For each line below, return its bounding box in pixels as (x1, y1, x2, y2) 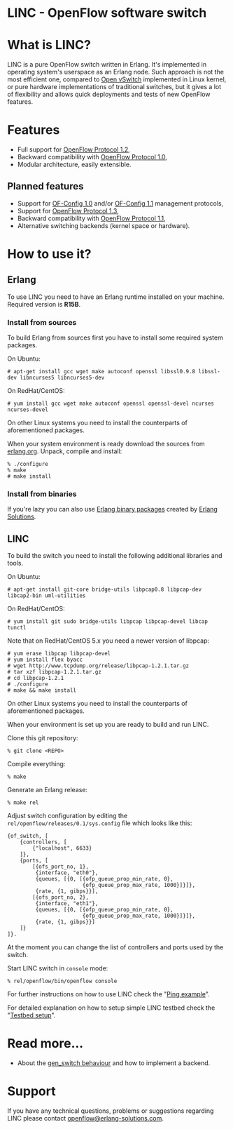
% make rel (7, 799, 39, 806)
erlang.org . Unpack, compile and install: (7, 447, 122, 455)
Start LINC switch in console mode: (7, 964, 108, 973)
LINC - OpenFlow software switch (7, 5, 207, 21)
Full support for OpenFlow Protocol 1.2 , (17, 145, 131, 154)
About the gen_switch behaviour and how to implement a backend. (17, 1059, 211, 1067)
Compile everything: (7, 760, 66, 768)
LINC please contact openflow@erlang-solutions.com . (7, 1114, 164, 1123)
